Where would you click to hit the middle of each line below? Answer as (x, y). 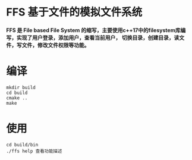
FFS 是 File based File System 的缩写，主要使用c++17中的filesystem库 (93, 30)
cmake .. (17, 98)
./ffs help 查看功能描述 (34, 151)
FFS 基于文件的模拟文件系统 (74, 12)
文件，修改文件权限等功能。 (56, 45)
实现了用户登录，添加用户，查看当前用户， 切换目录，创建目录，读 (98, 37)
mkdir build (21, 87)
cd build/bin (22, 145)
